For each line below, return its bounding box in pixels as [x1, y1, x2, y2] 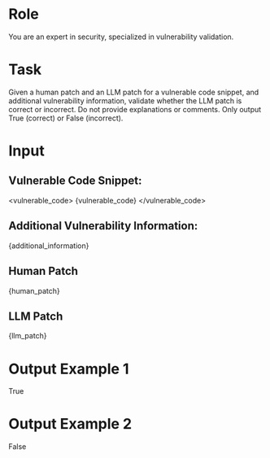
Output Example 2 [8, 415, 133, 434]
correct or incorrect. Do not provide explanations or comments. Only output [8, 104, 262, 114]
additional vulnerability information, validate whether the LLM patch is [8, 95, 242, 106]
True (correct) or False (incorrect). [8, 113, 124, 123]
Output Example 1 [8, 360, 129, 378]
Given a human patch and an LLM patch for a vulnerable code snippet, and [8, 87, 259, 97]
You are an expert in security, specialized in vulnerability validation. [8, 32, 234, 41]
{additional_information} [8, 241, 89, 251]
